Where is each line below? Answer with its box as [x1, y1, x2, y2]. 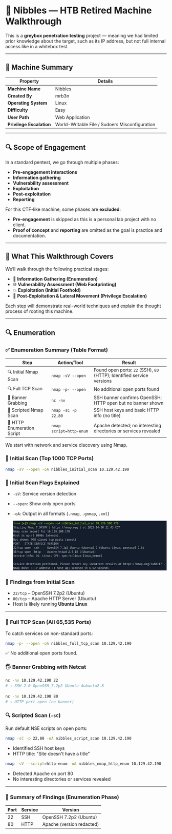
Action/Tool [57, 360, 83, 366]
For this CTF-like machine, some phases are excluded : [5, 206, 121, 212]
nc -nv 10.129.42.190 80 [5, 694, 58, 699]
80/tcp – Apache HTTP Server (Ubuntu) [12, 595, 96, 602]
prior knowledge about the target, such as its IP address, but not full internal [5, 38, 166, 44]
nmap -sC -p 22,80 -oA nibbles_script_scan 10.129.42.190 [5, 736, 132, 741]
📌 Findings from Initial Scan [5, 578, 75, 585]
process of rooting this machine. [5, 308, 74, 314]
